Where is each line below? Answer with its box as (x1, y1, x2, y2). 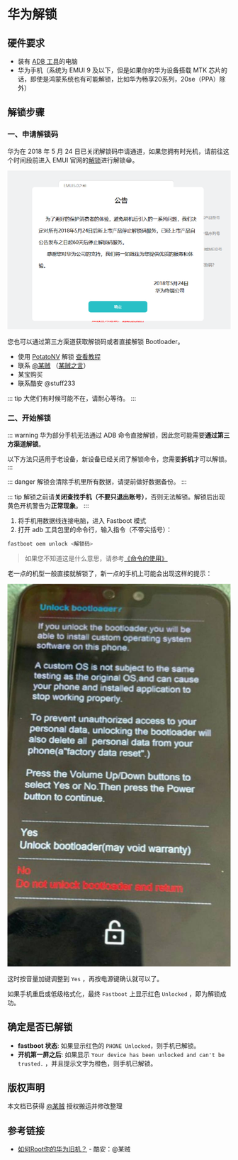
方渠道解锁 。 (7, 439, 45, 448)
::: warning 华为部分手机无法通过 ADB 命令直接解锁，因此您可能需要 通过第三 (7, 431, 230, 439)
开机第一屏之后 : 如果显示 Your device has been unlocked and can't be (17, 1050, 225, 1059)
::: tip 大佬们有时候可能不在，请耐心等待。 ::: (7, 394, 137, 402)
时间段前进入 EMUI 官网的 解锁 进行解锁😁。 (13, 155, 139, 164)
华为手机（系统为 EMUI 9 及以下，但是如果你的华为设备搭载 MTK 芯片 (17, 66, 222, 74)
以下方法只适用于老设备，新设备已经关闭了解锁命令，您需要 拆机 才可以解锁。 (7, 455, 231, 463)
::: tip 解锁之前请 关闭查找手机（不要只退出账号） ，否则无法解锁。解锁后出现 (7, 492, 225, 501)
